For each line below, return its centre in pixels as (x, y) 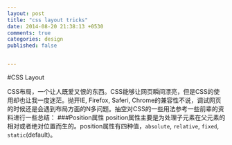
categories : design (35, 39)
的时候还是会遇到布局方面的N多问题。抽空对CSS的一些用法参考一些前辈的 (113, 109)
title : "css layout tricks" (48, 20)
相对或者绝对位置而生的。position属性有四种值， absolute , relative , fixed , (113, 126)
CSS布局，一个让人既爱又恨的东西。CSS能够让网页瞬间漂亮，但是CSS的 (110, 91)
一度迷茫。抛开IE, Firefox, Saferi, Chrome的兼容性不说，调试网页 (129, 100)
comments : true (29, 33)
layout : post (26, 13)
